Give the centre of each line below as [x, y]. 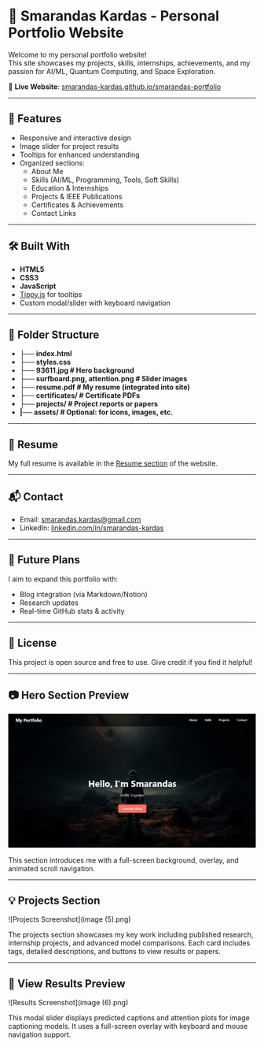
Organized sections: [52, 163]
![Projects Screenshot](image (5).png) [70, 919]
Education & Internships [70, 187]
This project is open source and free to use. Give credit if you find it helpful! [130, 662]
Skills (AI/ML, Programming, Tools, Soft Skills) [105, 180]
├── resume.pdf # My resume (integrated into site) [105, 387]
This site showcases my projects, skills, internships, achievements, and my [129, 63]
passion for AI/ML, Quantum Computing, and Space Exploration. [112, 71]
